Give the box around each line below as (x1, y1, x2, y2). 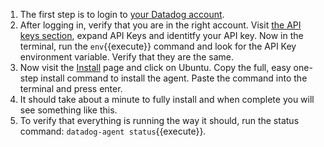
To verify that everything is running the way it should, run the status (19, 115, 300, 126)
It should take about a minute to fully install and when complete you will (19, 94, 315, 105)
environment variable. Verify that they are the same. (19, 51, 234, 63)
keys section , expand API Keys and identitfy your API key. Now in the (19, 30, 304, 41)
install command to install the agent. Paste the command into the (40, 72, 308, 84)
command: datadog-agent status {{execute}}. (19, 125, 207, 137)
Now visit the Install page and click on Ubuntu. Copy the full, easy (19, 62, 292, 73)
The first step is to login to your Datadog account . (19, 9, 225, 20)
